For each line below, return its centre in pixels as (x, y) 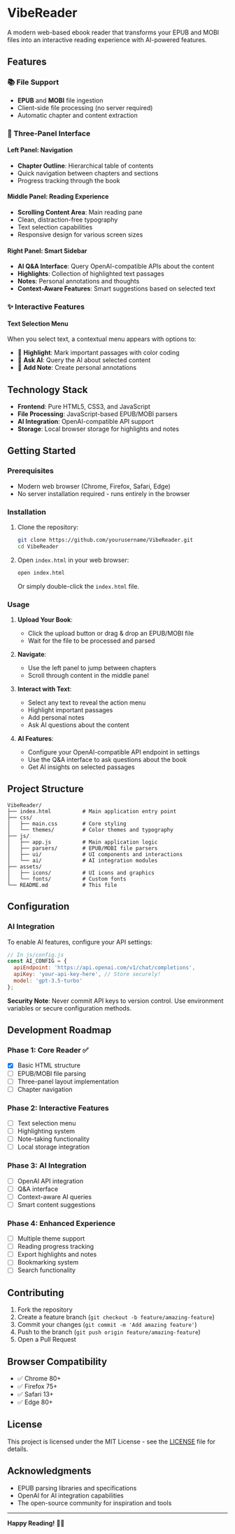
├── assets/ (24, 867)
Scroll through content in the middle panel (88, 675)
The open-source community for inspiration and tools (94, 1502)
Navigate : (32, 654)
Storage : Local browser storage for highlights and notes (98, 429)
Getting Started (42, 451)
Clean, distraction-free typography (67, 220)
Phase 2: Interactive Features (58, 1108)
